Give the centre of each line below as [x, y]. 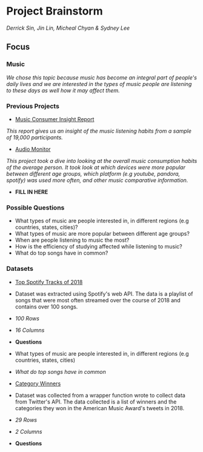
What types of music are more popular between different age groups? [102, 234]
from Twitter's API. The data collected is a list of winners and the [96, 402]
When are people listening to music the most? [72, 240]
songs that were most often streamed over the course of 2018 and [98, 300]
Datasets [20, 269]
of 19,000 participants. [35, 137]
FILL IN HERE [32, 191]
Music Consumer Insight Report [55, 119]
